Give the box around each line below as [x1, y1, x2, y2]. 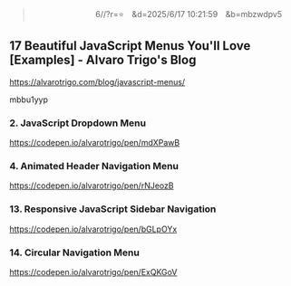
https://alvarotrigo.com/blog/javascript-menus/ [9, 76, 186, 87]
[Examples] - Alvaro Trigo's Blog [9, 52, 197, 68]
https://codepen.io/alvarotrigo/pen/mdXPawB [9, 138, 180, 148]
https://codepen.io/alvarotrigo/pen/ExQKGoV [9, 267, 178, 277]
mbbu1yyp [9, 94, 48, 105]
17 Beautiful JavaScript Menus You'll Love [9, 38, 251, 53]
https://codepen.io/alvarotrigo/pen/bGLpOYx [9, 224, 178, 234]
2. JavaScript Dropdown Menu [9, 117, 147, 129]
